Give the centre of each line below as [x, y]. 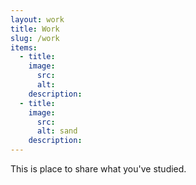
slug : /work [35, 38]
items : [24, 47]
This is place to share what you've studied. [98, 169]
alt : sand [57, 131]
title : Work [35, 29]
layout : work [37, 19]
